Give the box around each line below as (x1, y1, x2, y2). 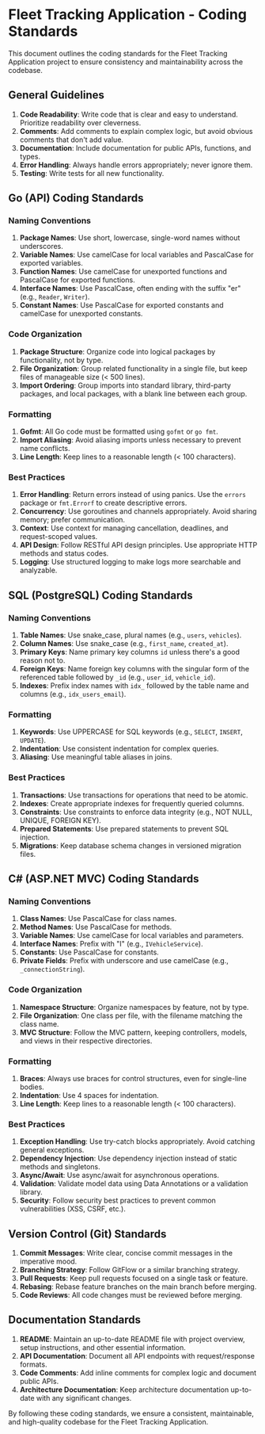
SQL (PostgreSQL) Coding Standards (8, 588, 193, 602)
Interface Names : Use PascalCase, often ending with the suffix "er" (19, 284, 241, 293)
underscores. (19, 242, 63, 251)
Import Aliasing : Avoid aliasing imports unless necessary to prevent (19, 435, 241, 445)
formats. (19, 1359, 47, 1369)
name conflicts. (19, 444, 70, 453)
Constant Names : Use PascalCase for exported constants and (19, 300, 224, 310)
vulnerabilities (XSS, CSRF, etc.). (19, 1204, 127, 1214)
